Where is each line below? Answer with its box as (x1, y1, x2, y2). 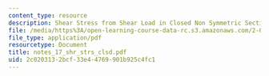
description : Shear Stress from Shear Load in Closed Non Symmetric (8, 19, 242, 27)
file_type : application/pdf (8, 33, 102, 42)
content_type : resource (8, 11, 88, 20)
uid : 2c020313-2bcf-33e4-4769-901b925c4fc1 (8, 56, 156, 64)
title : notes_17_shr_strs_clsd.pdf (8, 48, 127, 56)
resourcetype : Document (8, 41, 88, 49)
